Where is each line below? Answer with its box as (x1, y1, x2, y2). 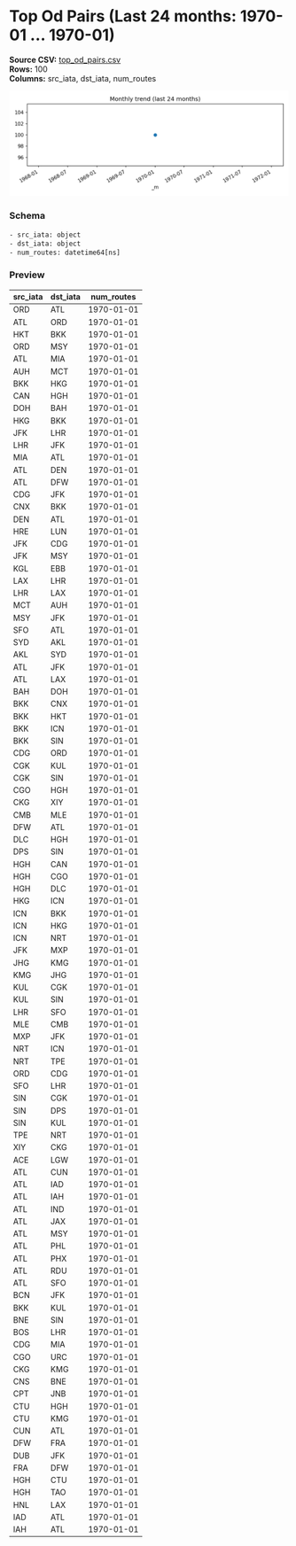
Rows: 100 (9, 64, 49, 74)
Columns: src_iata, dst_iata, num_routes (9, 73, 157, 83)
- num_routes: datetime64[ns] (9, 248, 121, 258)
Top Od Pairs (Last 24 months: (9, 6, 238, 27)
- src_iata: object (9, 230, 82, 240)
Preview (9, 268, 45, 281)
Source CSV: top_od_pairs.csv (9, 54, 121, 65)
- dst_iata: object (9, 239, 82, 249)
